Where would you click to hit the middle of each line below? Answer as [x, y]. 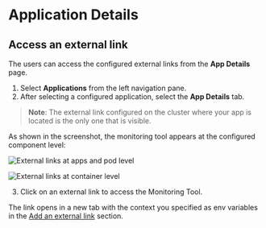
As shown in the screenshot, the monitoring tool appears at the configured [132, 136]
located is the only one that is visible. [89, 121]
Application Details [73, 15]
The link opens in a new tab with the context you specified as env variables [133, 207]
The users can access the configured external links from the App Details [129, 64]
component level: [37, 145]
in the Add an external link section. [66, 216]
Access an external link [68, 45]
